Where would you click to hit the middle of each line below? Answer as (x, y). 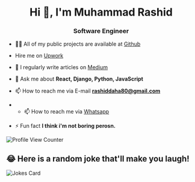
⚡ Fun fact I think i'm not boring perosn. (65, 126)
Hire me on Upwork (39, 56)
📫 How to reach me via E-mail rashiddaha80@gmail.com (88, 91)
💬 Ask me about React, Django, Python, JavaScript (79, 79)
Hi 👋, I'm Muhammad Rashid (101, 12)
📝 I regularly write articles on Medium (61, 67)
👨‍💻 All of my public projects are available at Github (78, 44)
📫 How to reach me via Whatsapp (67, 112)
